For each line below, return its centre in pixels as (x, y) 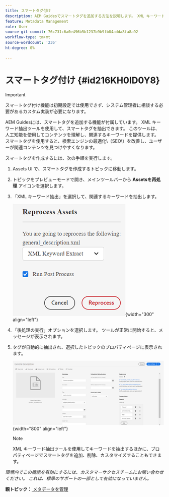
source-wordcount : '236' (31, 43)
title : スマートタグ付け (28, 11)
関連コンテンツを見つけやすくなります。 (56, 147)
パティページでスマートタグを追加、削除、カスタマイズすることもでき (85, 455)
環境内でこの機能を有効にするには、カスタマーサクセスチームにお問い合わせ (84, 472)
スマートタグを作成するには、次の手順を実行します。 (60, 158)
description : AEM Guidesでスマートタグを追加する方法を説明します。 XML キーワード (85, 16)
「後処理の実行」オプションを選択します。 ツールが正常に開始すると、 (86, 330)
